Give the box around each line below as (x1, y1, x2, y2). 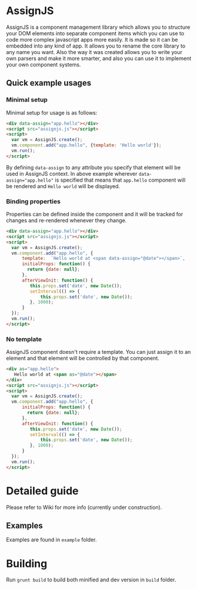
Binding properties (6, 197, 61, 205)
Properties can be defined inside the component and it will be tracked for (6, 210, 183, 218)
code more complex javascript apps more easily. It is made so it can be (6, 36, 178, 43)
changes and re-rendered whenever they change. (6, 217, 127, 224)
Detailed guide (6, 484, 79, 497)
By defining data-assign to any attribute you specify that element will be (6, 163, 181, 171)
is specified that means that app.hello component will (55, 176, 186, 183)
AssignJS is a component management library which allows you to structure (6, 24, 191, 31)
